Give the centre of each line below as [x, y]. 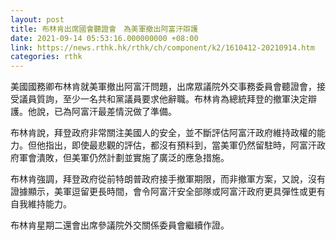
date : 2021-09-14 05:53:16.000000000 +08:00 [104, 38]
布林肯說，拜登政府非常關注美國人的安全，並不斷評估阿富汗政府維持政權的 [163, 133]
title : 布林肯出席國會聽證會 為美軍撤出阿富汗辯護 [104, 29]
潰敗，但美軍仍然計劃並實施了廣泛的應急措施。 [133, 158]
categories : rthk [46, 57]
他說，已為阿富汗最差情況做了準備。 [102, 112]
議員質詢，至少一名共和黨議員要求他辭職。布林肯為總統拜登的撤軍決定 [163, 99]
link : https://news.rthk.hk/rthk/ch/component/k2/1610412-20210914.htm [162, 47]
